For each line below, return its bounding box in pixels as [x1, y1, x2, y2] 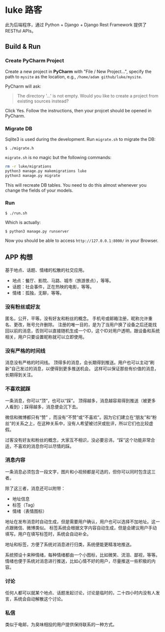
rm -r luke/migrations [5, 164, 52, 169]
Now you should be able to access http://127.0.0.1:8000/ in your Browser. [5, 237, 159, 243]
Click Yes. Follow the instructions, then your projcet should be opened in [5, 107, 152, 113]
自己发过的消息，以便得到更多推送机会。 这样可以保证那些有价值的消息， [11, 366, 159, 372]
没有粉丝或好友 [5, 303, 41, 310]
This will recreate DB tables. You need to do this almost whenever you [5, 182, 147, 188]
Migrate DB [5, 125, 33, 132]
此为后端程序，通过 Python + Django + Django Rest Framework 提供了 [5, 22, 147, 28]
